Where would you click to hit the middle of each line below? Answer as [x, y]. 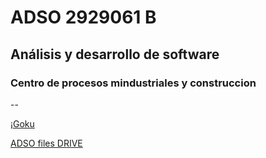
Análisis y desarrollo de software [115, 54]
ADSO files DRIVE [46, 143]
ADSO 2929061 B [83, 17]
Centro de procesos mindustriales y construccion [133, 83]
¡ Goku [22, 123]
